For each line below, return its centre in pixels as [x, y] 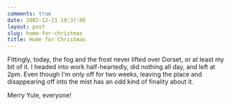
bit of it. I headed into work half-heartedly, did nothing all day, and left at [111, 67]
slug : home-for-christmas [45, 33]
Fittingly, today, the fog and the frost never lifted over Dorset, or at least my [115, 59]
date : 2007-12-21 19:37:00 [47, 20]
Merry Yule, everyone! [39, 96]
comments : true [29, 14]
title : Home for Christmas [47, 40]
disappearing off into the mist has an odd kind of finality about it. [100, 82]
